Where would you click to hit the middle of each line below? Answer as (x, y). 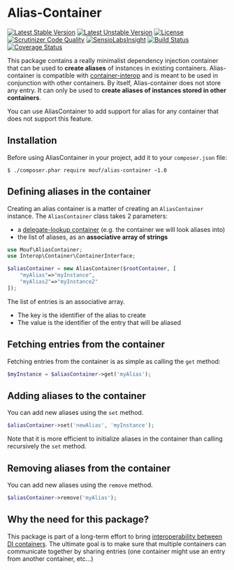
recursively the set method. (47, 446)
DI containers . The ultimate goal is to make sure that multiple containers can (117, 543)
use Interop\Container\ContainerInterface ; (72, 256)
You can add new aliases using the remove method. (80, 485)
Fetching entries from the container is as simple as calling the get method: (114, 361)
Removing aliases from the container (89, 468)
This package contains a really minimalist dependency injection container (113, 60)
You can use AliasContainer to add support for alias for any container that (113, 111)
